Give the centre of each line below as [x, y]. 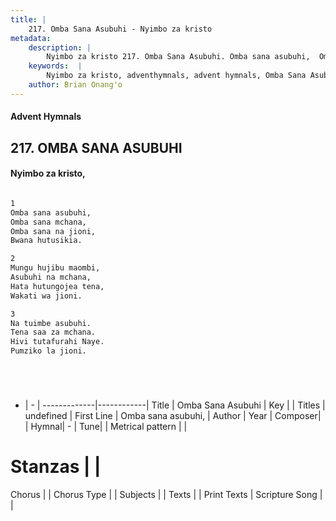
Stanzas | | [56, 467]
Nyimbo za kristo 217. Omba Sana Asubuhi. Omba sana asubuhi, [178, 57]
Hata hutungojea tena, [57, 286]
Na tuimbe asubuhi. [51, 323]
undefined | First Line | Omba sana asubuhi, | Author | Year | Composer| [173, 416]
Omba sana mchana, [48, 222]
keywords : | [55, 66]
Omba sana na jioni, [53, 231]
